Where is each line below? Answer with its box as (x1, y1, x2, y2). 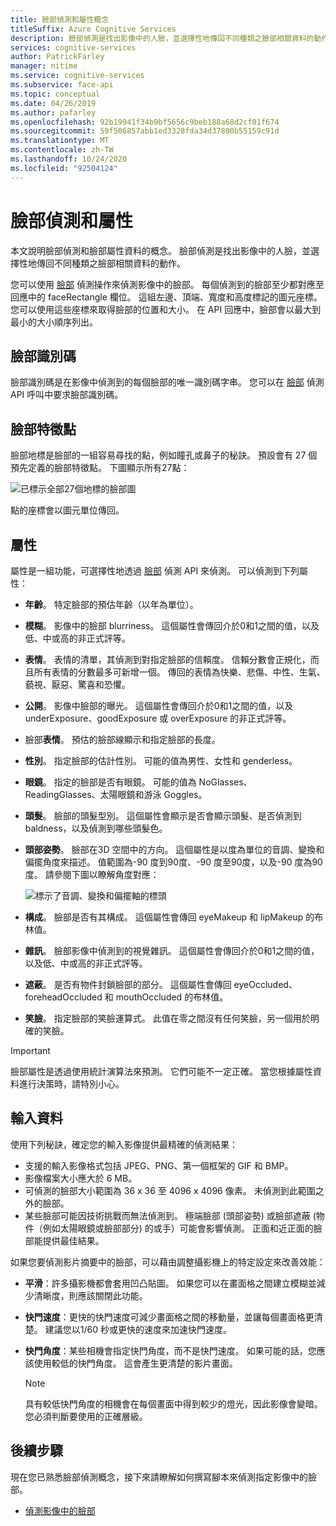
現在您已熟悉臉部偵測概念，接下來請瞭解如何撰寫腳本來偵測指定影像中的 (10, 1471, 308, 1483)
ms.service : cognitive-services (10, 71, 145, 81)
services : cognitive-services (10, 42, 137, 53)
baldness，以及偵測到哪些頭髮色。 (24, 822, 168, 834)
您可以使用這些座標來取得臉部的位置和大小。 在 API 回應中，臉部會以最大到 (10, 303, 322, 315)
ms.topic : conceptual (10, 89, 101, 99)
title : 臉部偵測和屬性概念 (10, 14, 110, 25)
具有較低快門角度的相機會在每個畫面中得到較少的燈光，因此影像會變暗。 (24, 1397, 323, 1410)
